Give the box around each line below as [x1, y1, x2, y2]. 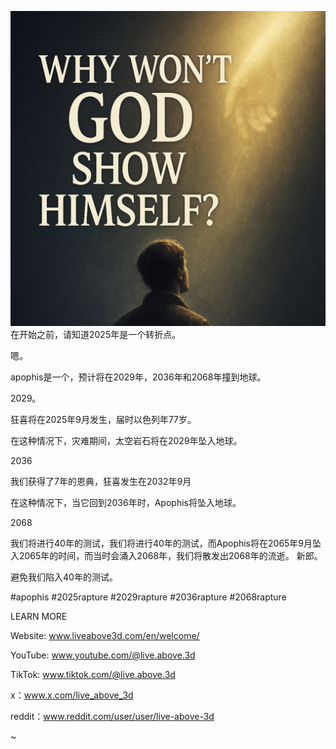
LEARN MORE [10, 611, 68, 622]
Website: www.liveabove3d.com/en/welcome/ [10, 630, 200, 641]
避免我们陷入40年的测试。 [10, 571, 118, 583]
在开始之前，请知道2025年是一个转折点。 [10, 329, 182, 340]
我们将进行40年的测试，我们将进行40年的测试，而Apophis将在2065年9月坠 [10, 537, 322, 549]
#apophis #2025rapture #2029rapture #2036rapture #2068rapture [10, 591, 287, 603]
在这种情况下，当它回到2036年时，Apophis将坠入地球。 [10, 497, 242, 508]
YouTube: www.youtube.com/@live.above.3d [10, 649, 196, 661]
